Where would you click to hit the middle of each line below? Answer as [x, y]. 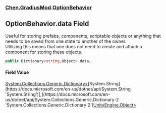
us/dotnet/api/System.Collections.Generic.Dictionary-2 [62, 99]
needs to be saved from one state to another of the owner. [66, 41]
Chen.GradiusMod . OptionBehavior [49, 8]
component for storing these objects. [44, 52]
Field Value [17, 72]
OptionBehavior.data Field [47, 24]
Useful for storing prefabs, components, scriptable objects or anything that [83, 36]
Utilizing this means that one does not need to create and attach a [74, 46]
